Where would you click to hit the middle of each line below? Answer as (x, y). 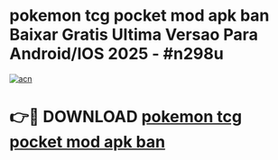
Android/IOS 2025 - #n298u (116, 54)
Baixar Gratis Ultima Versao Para (134, 35)
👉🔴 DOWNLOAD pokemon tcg (125, 117)
